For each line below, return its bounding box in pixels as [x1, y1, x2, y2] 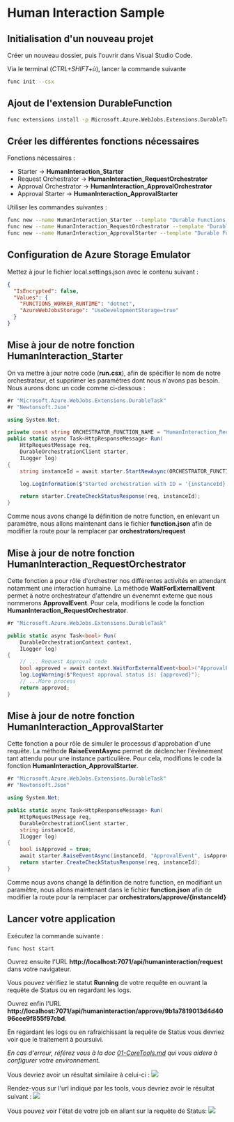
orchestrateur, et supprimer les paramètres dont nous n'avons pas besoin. [7, 376, 221, 385]
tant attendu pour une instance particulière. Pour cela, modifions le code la [7, 754, 221, 762]
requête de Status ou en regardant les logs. [7, 986, 132, 994]
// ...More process [19, 677, 77, 685]
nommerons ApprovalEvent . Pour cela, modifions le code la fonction [7, 598, 205, 607]
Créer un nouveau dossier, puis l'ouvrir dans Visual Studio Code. [7, 51, 193, 59]
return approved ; [19, 684, 70, 691]
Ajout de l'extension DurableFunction [7, 98, 173, 110]
